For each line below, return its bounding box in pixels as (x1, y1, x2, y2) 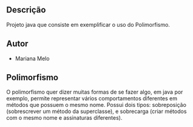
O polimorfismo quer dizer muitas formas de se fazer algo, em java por (6, 88, 183, 96)
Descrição (6, 5, 46, 15)
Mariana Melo (15, 55, 50, 62)
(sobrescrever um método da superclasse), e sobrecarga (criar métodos (6, 108, 187, 115)
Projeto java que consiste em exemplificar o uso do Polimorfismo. (6, 21, 170, 28)
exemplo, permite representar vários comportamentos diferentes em (6, 95, 178, 102)
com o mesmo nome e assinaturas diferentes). (6, 114, 123, 122)
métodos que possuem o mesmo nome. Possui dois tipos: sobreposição (6, 101, 187, 109)
